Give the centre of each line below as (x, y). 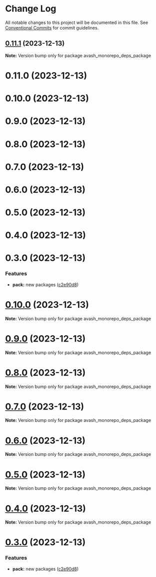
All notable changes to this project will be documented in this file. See (77, 22)
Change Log (31, 9)
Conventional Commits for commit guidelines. (52, 27)
